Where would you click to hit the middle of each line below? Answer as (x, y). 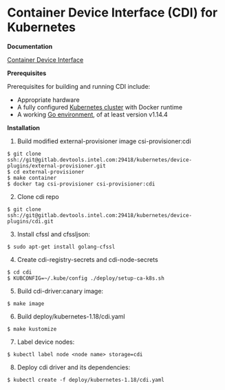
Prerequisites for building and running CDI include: (79, 86)
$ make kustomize (32, 329)
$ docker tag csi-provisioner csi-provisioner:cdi (81, 184)
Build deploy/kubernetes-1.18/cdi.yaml (71, 316)
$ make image (26, 304)
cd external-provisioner (49, 172)
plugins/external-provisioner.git (57, 166)
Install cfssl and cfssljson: (54, 234)
